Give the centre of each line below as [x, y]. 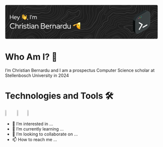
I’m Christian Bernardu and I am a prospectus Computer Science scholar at [80, 70]
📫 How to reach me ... [34, 139]
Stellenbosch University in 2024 [37, 75]
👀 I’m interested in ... [33, 124]
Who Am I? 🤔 [31, 57]
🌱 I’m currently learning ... [38, 129]
